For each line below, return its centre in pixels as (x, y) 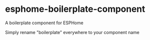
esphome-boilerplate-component (75, 9)
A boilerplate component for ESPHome (44, 23)
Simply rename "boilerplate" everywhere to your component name (72, 32)
